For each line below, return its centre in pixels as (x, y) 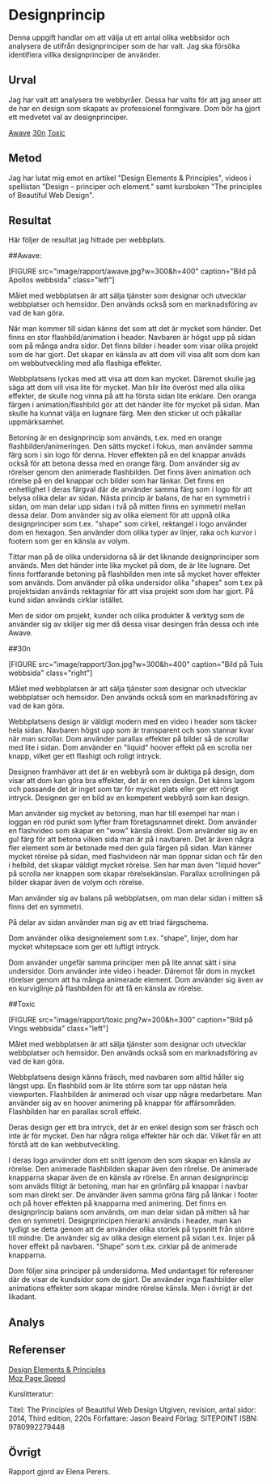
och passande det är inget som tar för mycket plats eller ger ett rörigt (123, 789)
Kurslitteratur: (31, 1394)
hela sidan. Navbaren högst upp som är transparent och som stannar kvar (131, 730)
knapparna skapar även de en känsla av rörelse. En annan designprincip (129, 1177)
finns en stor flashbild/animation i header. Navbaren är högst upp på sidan (132, 338)
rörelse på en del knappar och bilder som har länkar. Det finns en (116, 481)
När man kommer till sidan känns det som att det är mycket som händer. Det (135, 329)
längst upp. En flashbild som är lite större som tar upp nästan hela (118, 1086)
